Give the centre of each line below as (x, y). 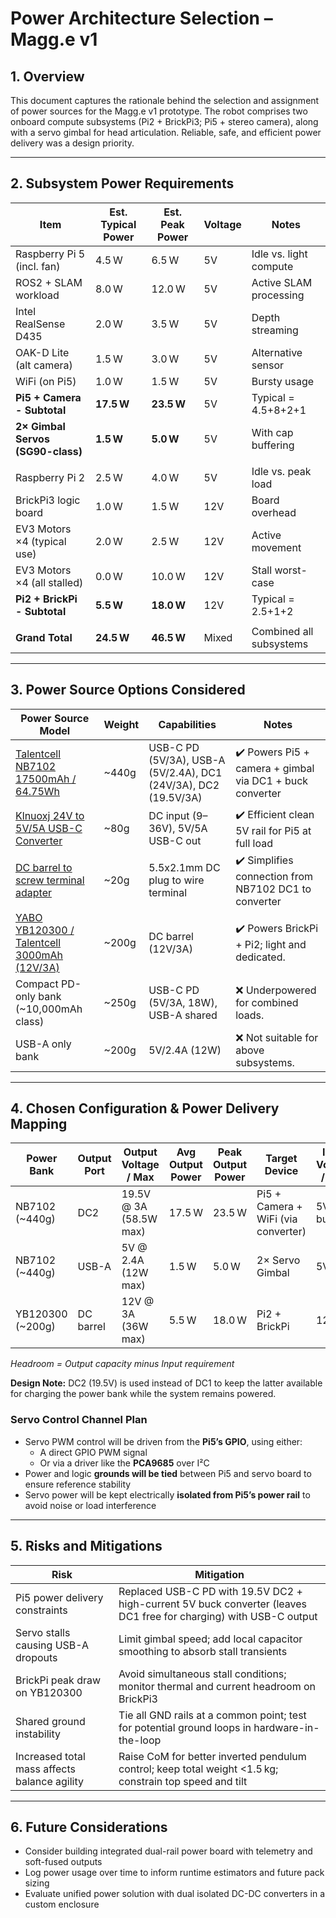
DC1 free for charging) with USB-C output (218, 1616)
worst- (291, 570)
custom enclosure (62, 1904)
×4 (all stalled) (49, 582)
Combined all (282, 631)
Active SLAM (282, 282)
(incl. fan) (38, 266)
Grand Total (44, 637)
